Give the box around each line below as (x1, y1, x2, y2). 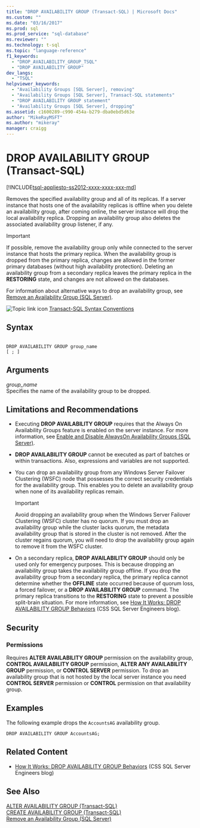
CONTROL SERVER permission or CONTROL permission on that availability (6, 680, 191, 687)
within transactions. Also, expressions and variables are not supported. (14, 457, 190, 465)
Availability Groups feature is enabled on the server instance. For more (14, 427, 189, 434)
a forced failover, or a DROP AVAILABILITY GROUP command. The (14, 586, 179, 594)
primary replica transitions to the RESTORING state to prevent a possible (14, 592, 193, 600)
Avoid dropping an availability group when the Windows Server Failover (14, 511, 191, 518)
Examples (6, 703, 44, 713)
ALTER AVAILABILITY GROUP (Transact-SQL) (6, 802, 118, 809)
